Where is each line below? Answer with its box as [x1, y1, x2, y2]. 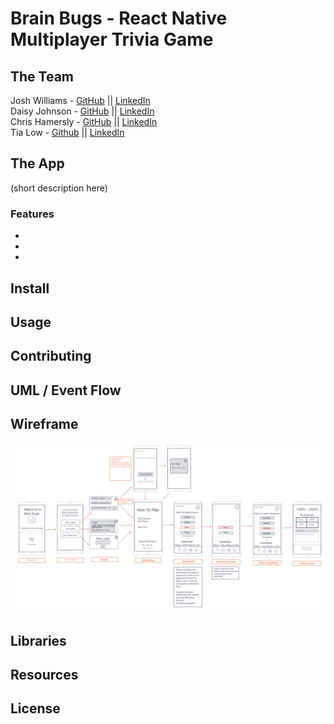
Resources [10, 666, 79, 683]
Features [10, 207, 55, 221]
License [10, 700, 61, 717]
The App [10, 155, 65, 172]
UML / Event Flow [10, 382, 122, 399]
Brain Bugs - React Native [10, 7, 228, 30]
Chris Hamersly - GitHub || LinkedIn [10, 116, 158, 127]
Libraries [10, 632, 67, 649]
